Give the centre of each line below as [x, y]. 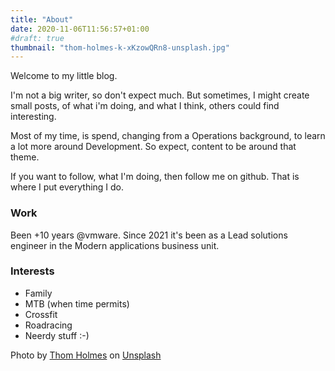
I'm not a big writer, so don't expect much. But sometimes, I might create [160, 95]
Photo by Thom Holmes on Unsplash [86, 355]
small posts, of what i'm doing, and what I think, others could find [145, 106]
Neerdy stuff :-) [57, 335]
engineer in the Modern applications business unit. [115, 245]
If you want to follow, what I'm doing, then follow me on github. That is [155, 177]
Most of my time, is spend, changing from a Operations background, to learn [168, 136]
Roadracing [48, 325]
